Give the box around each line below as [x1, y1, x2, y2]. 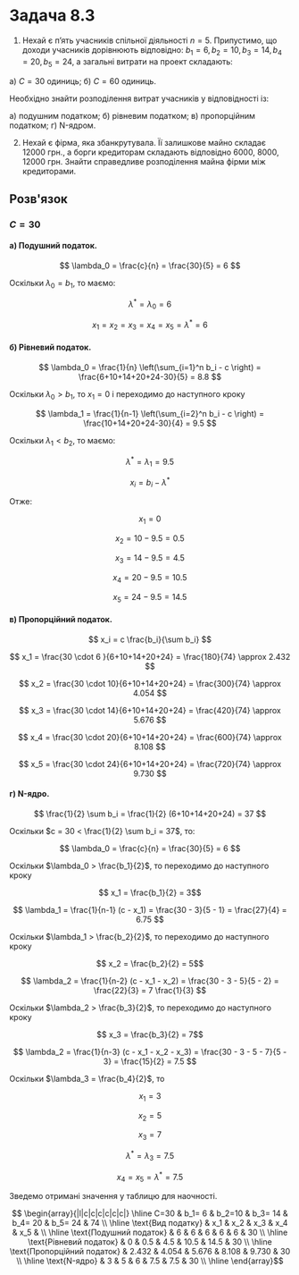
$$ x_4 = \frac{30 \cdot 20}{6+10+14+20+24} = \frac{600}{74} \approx [17, 731, 283, 742]
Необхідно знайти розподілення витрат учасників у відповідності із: [9, 93, 270, 104]
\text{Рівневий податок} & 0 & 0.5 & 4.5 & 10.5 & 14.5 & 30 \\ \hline [28, 1237, 272, 1247]
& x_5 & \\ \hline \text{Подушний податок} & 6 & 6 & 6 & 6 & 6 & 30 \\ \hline [12, 1227, 288, 1238]
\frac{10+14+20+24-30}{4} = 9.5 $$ [83, 418, 217, 428]
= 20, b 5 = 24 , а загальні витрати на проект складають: [21, 55, 234, 69]
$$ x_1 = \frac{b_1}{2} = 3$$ [98, 887, 202, 898]
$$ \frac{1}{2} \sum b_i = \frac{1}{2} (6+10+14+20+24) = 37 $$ [33, 808, 267, 819]
